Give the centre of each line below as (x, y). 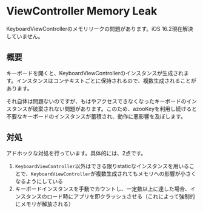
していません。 (25, 36)
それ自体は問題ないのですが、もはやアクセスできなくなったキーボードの (96, 101)
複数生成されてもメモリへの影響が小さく (146, 174)
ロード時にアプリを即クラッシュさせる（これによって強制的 (121, 196)
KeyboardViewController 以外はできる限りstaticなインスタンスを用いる (102, 166)
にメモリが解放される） (44, 204)
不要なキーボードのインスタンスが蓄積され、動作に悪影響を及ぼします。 (96, 116)
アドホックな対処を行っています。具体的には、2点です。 (76, 153)
